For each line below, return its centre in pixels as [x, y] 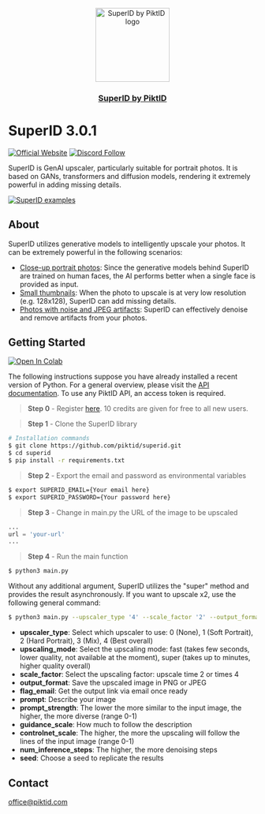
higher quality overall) [55, 666]
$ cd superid [30, 454]
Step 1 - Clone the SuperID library [82, 424]
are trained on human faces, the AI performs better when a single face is [138, 275]
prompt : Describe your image [68, 700]
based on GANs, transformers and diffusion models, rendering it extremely [129, 176]
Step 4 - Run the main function [78, 557]
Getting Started [47, 343]
